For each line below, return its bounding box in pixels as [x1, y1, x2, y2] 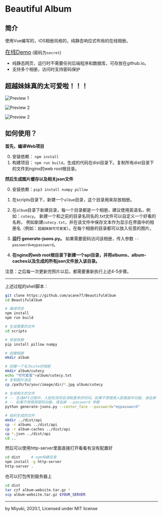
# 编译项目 [5, 306, 24, 311]
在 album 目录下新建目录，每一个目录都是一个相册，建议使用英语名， [12, 207, 147, 213]
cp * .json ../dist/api [5, 431, 51, 436]
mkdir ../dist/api [5, 418, 42, 423]
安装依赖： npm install [12, 153, 59, 159]
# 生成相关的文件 [5, 391, 35, 396]
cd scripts [5, 328, 27, 334]
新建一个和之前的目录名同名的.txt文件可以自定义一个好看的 [39, 213, 156, 219]
